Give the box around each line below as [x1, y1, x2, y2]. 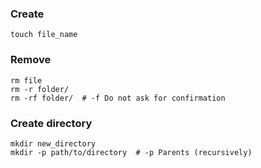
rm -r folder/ [10, 84, 70, 94]
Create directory [10, 116, 93, 130]
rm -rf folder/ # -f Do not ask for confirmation [10, 93, 226, 103]
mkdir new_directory [10, 138, 97, 149]
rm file [10, 75, 43, 86]
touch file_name [10, 30, 78, 40]
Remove [10, 53, 52, 67]
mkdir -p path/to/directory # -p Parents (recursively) [10, 147, 253, 157]
